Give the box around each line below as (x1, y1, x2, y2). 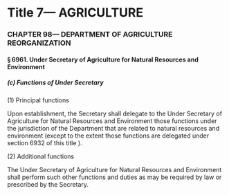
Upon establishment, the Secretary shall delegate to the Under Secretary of (7, 109, 223, 118)
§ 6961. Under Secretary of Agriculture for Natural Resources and (7, 55, 199, 64)
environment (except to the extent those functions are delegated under (7, 131, 210, 140)
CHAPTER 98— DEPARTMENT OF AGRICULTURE (7, 30, 173, 39)
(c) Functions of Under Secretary (7, 78, 104, 87)
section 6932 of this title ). (7, 138, 82, 147)
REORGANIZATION (7, 38, 71, 48)
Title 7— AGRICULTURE (7, 5, 144, 21)
